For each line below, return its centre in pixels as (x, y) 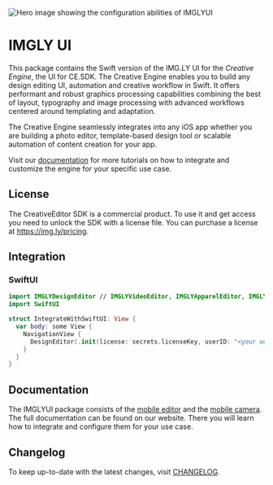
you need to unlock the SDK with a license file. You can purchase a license (133, 222)
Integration (37, 257)
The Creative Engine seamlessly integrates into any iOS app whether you (130, 127)
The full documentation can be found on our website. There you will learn (131, 418)
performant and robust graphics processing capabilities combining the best (135, 94)
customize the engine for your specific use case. (90, 168)
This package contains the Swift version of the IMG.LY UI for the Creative (131, 68)
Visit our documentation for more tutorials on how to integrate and (119, 159)
